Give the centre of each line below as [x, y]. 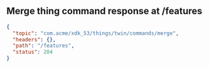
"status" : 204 [33, 52]
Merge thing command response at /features [104, 11]
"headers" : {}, [34, 39]
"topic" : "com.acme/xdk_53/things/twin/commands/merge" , [96, 33]
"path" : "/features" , [44, 46]
